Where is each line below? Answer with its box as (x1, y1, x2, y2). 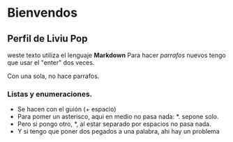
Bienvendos (7, 5, 78, 21)
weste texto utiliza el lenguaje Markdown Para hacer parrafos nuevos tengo (7, 51, 226, 59)
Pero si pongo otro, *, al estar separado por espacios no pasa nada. (17, 120, 211, 128)
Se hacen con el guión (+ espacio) (17, 105, 116, 113)
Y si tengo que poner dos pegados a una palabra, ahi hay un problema (17, 127, 220, 136)
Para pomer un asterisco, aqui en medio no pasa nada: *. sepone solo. (17, 113, 219, 121)
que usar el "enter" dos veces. (7, 58, 95, 67)
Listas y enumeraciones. (7, 89, 93, 99)
